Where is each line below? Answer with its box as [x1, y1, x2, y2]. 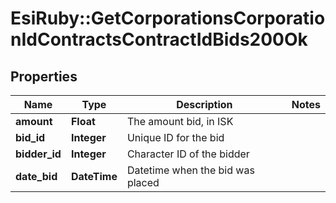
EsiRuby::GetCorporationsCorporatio [10, 7, 326, 30]
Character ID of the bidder [126, 147, 250, 161]
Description [176, 98, 233, 111]
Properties [10, 68, 78, 85]
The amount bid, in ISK [126, 115, 234, 128]
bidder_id [15, 147, 62, 161]
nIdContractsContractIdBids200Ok [10, 28, 308, 51]
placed [126, 176, 160, 189]
